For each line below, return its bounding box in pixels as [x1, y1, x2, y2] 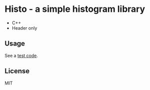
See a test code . [4, 52, 38, 58]
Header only [11, 25, 38, 31]
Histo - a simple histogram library [4, 3, 145, 15]
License [4, 67, 30, 75]
